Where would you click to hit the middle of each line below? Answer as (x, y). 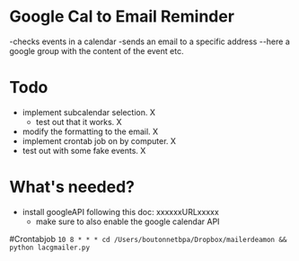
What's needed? (72, 187)
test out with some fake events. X (84, 150)
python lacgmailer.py (50, 247)
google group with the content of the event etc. (97, 50)
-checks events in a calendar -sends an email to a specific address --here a (149, 41)
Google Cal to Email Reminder (122, 17)
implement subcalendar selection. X (88, 112)
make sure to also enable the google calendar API (128, 221)
